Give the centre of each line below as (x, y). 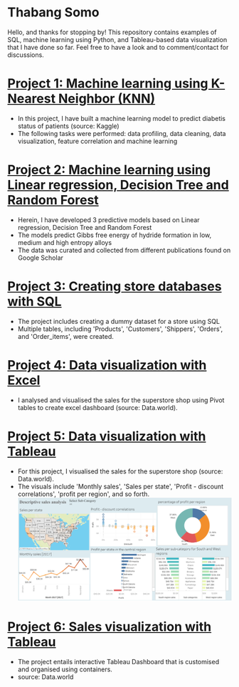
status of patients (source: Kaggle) (68, 126)
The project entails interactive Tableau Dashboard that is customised (118, 661)
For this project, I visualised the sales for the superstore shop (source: (120, 471)
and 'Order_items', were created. (65, 336)
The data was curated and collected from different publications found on (124, 250)
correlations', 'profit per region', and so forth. (84, 494)
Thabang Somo (53, 12)
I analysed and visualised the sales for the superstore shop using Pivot (121, 400)
